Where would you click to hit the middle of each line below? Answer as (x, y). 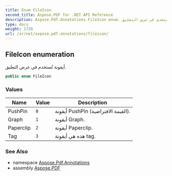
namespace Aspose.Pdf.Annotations (51, 163)
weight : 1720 (19, 29)
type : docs (17, 24)
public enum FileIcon (28, 76)
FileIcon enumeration (40, 54)
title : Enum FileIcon (28, 10)
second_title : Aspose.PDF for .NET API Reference (59, 15)
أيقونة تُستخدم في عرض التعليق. (36, 67)
